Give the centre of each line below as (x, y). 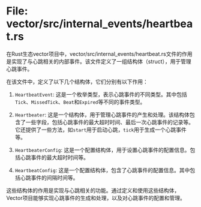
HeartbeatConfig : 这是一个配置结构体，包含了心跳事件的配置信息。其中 (102, 170)
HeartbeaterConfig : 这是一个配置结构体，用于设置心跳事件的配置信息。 (102, 150)
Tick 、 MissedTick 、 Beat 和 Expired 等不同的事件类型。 (80, 102)
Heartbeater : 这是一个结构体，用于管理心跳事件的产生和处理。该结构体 (102, 115)
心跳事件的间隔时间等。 (49, 178)
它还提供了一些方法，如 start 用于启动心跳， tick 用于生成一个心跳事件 (101, 130)
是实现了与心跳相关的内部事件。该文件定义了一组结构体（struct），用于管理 (99, 61)
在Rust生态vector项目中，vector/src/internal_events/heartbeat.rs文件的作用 (100, 54)
